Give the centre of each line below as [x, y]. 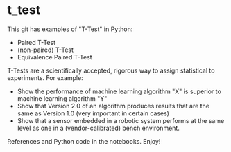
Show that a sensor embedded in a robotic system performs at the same [121, 120]
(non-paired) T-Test [45, 50]
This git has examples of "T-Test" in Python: [70, 29]
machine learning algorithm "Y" [62, 98]
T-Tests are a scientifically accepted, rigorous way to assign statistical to [111, 70]
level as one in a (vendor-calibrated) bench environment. [99, 128]
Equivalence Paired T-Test [54, 57]
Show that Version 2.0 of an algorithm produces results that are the [113, 106]
